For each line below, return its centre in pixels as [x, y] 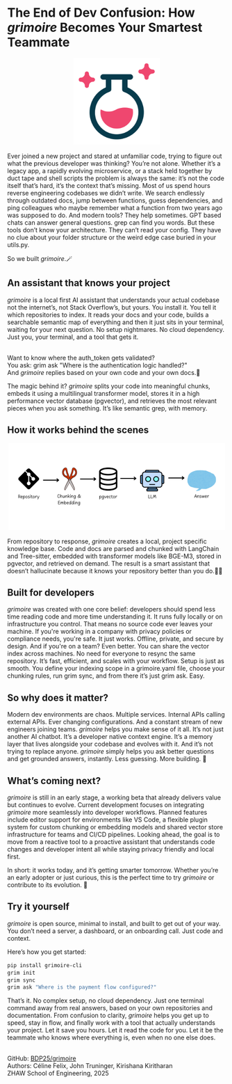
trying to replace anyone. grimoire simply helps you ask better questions [111, 751]
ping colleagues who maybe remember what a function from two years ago [115, 207]
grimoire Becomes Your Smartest [105, 27]
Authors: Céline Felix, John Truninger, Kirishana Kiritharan [90, 1066]
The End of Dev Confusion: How [101, 13]
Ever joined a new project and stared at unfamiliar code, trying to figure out [115, 156]
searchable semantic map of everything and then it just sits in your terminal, [116, 322]
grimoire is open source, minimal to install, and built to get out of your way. [114, 923]
